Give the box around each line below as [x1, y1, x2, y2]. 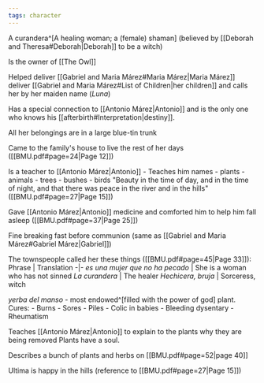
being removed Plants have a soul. [8, 335, 120, 344]
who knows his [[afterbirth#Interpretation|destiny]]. [8, 112, 175, 122]
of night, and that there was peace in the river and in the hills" [8, 183, 209, 193]
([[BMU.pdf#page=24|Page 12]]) [8, 151, 114, 161]
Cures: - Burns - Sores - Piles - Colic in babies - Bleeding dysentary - [8, 303, 234, 312]
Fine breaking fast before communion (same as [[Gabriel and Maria [8, 230, 226, 240]
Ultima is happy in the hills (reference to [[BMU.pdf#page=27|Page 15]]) [8, 366, 242, 375]
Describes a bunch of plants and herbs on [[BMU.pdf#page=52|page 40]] [8, 350, 248, 359]
